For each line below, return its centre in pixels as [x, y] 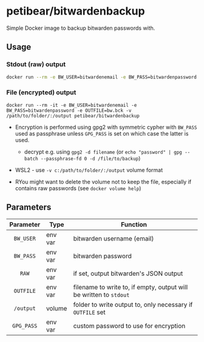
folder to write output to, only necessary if [133, 304]
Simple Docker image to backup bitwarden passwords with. [81, 28]
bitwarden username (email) [114, 238]
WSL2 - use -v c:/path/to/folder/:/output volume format [89, 170]
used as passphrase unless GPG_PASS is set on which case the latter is [102, 133]
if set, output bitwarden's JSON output [128, 273]
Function [134, 224]
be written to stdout [101, 295]
